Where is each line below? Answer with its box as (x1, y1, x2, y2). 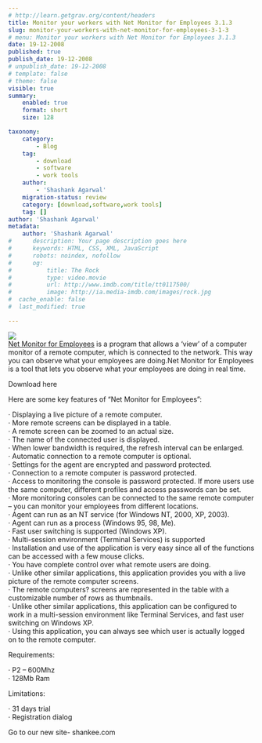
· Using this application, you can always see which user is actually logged (8, 626, 245, 636)
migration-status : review (22, 193, 107, 201)
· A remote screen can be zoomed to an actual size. (8, 426, 174, 435)
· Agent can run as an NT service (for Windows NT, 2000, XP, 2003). (8, 509, 230, 519)
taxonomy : (8, 128, 41, 136)
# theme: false (8, 77, 58, 85)
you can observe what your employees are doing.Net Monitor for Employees (8, 355, 254, 365)
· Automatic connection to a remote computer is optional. (8, 451, 192, 461)
